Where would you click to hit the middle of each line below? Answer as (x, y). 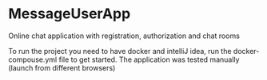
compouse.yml (33, 59)
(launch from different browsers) (62, 67)
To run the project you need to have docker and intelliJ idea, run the (120, 51)
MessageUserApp (70, 14)
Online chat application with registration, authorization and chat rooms (124, 36)
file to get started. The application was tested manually (149, 59)
